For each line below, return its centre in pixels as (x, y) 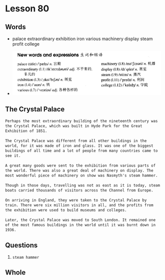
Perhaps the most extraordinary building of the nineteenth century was (82, 121)
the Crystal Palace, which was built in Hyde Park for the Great (74, 126)
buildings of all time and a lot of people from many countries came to (82, 151)
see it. (13, 156)
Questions (21, 245)
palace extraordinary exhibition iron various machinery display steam (82, 39)
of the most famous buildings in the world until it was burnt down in (80, 225)
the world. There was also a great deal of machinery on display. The (79, 171)
